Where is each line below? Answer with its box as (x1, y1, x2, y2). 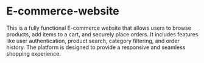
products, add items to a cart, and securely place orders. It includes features (6, 30, 199, 38)
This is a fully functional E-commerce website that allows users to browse (6, 24, 192, 31)
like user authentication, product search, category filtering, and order (6, 37, 180, 44)
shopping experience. (6, 50, 62, 57)
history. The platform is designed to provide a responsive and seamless (6, 44, 186, 51)
